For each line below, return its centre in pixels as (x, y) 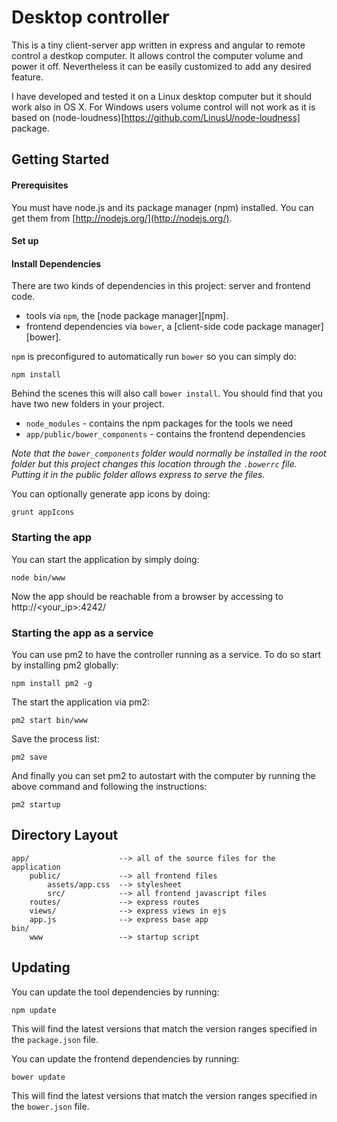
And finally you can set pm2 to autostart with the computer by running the (163, 775)
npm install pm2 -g (52, 683)
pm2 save (29, 757)
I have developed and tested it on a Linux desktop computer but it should (162, 96)
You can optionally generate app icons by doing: (111, 494)
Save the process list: (55, 738)
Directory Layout (65, 835)
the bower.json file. (50, 1106)
